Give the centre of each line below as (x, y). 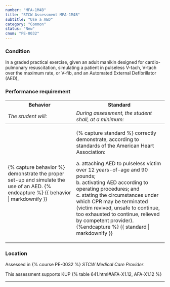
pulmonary (16, 68)
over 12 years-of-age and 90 (112, 169)
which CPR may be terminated (112, 201)
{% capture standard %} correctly (116, 133)
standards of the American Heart (115, 146)
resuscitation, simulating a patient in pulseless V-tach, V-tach (93, 68)
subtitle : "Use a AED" (29, 19)
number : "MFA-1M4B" (26, 10)
